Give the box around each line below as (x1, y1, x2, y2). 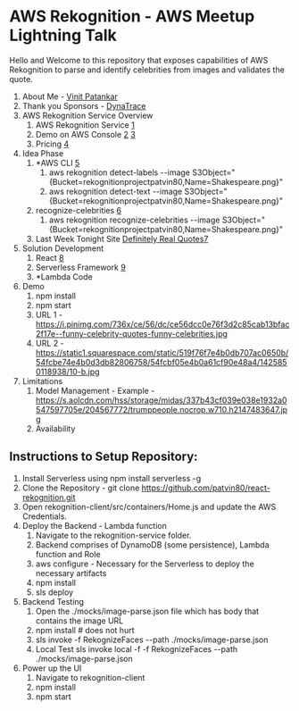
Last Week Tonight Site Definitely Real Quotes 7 (35, 233, 209, 244)
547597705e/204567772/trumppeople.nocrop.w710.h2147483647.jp (35, 404, 288, 414)
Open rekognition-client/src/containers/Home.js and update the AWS (21, 501, 277, 512)
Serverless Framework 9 (35, 262, 127, 272)
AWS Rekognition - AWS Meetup (9, 6, 255, 27)
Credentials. (21, 511, 67, 522)
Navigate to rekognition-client (35, 672, 145, 682)
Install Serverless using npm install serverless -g (21, 473, 202, 483)
